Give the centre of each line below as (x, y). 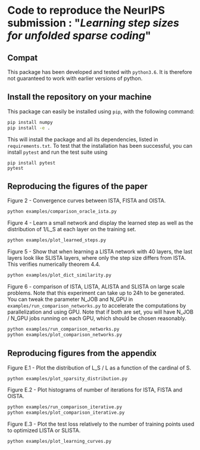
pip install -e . (29, 128)
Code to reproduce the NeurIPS (86, 10)
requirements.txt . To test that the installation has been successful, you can (100, 145)
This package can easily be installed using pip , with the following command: (101, 111)
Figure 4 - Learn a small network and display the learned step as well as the (100, 223)
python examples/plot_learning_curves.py (60, 442)
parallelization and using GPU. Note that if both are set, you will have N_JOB (100, 312)
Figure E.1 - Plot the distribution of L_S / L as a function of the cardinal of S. (99, 368)
